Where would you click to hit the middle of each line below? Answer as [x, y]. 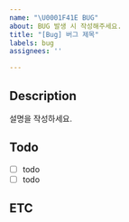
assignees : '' [36, 51]
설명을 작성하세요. [41, 118]
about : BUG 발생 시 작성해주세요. [65, 26]
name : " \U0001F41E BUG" [54, 18]
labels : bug [32, 43]
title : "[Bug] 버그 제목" [54, 34]
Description [43, 96]
